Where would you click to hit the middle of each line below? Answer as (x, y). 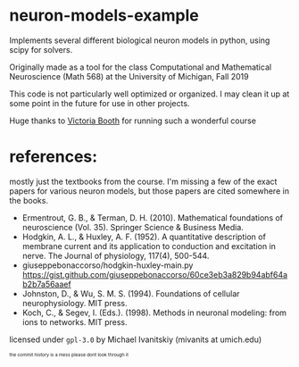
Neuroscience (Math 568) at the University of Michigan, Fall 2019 (129, 76)
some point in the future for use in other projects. (100, 103)
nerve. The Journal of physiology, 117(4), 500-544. (116, 255)
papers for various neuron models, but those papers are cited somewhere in (149, 191)
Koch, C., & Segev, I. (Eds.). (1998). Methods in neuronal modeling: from (154, 313)
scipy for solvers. (41, 49)
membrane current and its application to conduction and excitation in (149, 246)
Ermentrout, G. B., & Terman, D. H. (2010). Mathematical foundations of (153, 217)
